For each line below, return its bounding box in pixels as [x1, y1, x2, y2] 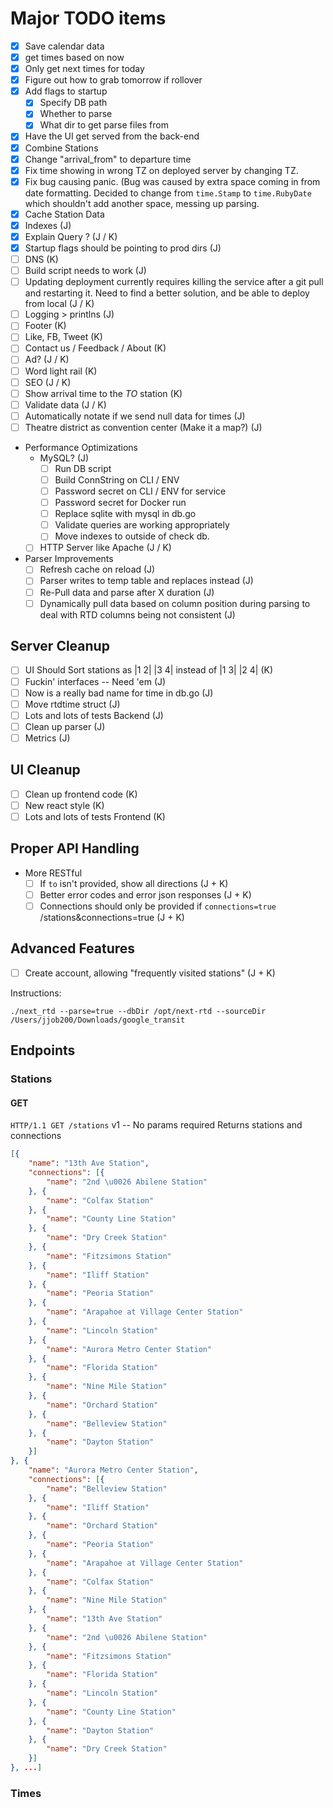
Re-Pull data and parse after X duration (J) [39, 586, 215, 598]
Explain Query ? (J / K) [24, 230, 118, 242]
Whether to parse [39, 108, 113, 120]
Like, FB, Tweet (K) [24, 331, 103, 343]
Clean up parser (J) [24, 720, 106, 732]
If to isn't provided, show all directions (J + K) [39, 877, 229, 889]
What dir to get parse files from [39, 119, 169, 131]
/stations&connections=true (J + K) [39, 911, 185, 923]
